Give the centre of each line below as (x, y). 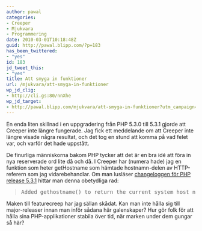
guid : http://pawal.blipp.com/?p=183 (54, 46)
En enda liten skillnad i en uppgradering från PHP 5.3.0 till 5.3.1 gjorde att (96, 124)
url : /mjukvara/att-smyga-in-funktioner (58, 85)
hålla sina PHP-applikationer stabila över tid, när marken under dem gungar (99, 216)
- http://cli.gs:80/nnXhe (38, 96)
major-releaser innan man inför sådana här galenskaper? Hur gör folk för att (100, 210)
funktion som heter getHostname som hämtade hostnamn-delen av (90, 168)
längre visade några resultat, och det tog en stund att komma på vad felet (97, 137)
